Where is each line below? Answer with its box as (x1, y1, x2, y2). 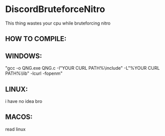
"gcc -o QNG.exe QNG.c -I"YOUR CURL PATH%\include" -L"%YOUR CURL (5, 65, 160, 71)
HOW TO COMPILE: (5, 35, 67, 43)
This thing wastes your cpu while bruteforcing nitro (5, 20, 111, 26)
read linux (5, 126, 26, 132)
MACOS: (5, 113, 33, 121)
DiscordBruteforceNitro (5, 4, 105, 15)
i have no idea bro (5, 98, 43, 104)
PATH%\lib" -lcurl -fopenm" (5, 70, 63, 76)
